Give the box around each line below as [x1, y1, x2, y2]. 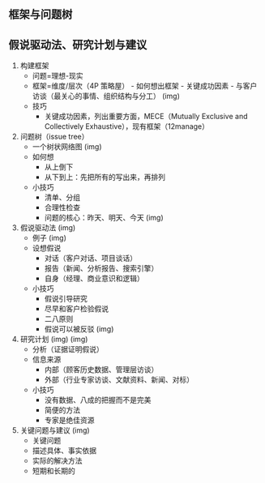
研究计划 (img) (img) [19, 335, 88, 344]
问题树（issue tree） [19, 132, 89, 142]
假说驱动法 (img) [19, 223, 76, 233]
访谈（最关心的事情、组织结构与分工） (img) [32, 92, 180, 101]
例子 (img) [32, 233, 66, 243]
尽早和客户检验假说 [44, 304, 109, 314]
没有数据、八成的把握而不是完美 [44, 395, 152, 405]
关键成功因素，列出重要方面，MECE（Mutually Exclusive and [44, 112, 248, 122]
